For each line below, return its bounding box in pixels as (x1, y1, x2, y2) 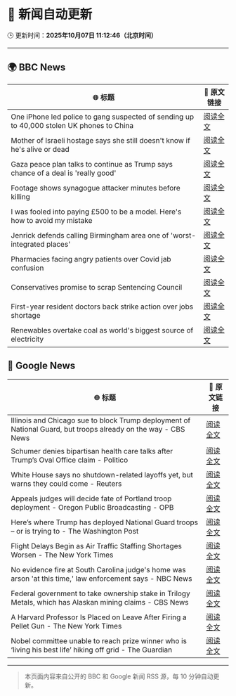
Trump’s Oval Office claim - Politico (11, 455, 129, 465)
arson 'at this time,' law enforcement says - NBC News (11, 574, 192, 584)
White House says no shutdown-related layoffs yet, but (11, 470, 193, 479)
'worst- (171, 230, 197, 240)
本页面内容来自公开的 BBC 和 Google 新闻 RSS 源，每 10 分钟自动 (24, 672, 214, 681)
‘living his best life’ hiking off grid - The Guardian (11, 645, 173, 655)
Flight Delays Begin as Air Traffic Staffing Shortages (11, 541, 183, 550)
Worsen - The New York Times (11, 550, 114, 560)
